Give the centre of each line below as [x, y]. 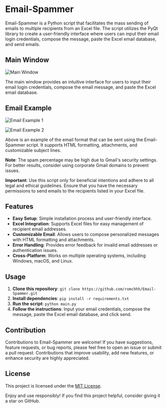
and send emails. [23, 44]
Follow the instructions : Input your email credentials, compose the [81, 309]
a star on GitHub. [23, 400]
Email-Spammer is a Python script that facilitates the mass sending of [77, 23]
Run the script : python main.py [44, 304]
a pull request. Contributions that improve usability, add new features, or [79, 353]
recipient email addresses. [39, 229]
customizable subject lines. [33, 150]
